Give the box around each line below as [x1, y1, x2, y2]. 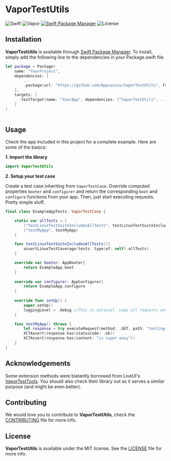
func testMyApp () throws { [14, 322, 72, 327]
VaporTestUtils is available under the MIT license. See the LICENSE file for [5, 445, 162, 451]
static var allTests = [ [14, 218, 67, 223]
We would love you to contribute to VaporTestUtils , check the [5, 412, 135, 418]
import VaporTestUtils [5, 164, 53, 169]
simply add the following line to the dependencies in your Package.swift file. [5, 54, 165, 60]
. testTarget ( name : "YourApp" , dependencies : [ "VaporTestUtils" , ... [18, 97, 167, 102]
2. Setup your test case [5, 173, 55, 179]
